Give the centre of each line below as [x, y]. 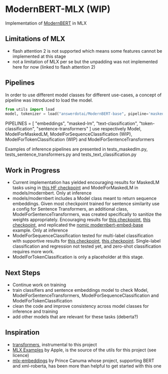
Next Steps [23, 272]
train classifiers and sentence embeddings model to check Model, [80, 290]
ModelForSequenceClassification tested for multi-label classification [83, 236]
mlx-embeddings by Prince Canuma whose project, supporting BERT [83, 360]
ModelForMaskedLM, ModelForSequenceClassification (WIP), [69, 134]
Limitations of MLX [35, 39]
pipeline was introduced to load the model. [49, 100]
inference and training [35, 311]
